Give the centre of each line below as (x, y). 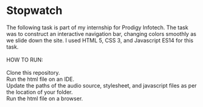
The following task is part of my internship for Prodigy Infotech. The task (98, 27)
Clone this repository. (33, 72)
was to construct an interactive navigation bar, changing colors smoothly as (101, 33)
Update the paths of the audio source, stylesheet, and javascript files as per (101, 85)
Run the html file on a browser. (45, 98)
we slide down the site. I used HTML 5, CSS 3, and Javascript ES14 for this (100, 40)
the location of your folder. (40, 92)
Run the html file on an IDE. (40, 79)
